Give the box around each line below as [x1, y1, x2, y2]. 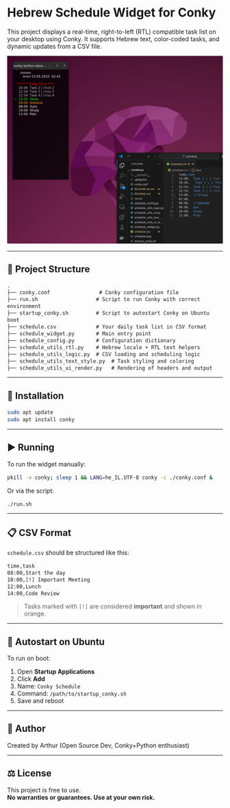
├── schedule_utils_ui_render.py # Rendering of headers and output [7, 365, 213, 372]
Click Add [16, 675, 46, 683]
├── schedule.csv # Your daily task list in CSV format [7, 324, 207, 330]
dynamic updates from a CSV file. [7, 42, 103, 50]
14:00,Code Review [7, 590, 60, 597]
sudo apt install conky [7, 416, 75, 423]
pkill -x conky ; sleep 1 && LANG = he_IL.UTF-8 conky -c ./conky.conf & [7, 474, 213, 481]
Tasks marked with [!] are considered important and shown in [23, 603, 202, 611]
